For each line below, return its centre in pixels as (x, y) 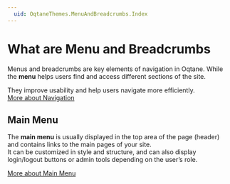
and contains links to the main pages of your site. (79, 145)
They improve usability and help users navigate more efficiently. (101, 90)
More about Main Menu (42, 173)
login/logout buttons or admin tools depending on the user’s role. (103, 160)
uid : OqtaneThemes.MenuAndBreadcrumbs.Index (81, 14)
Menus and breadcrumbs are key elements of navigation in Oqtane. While (115, 69)
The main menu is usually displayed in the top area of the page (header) (114, 137)
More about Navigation (41, 97)
